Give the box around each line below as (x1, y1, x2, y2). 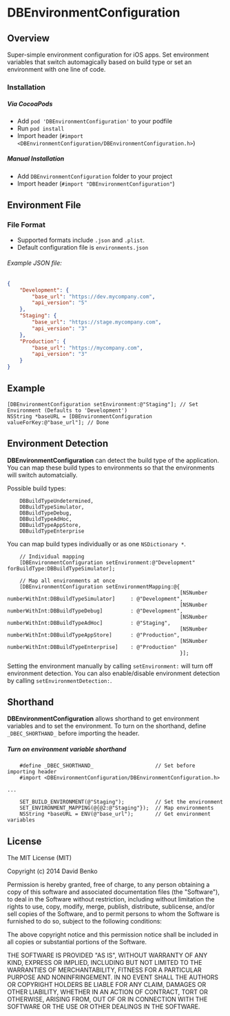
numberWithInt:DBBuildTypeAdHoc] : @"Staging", (7, 619, 171, 626)
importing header (7, 768, 57, 775)
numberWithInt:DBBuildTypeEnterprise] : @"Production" (7, 644, 177, 650)
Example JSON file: (7, 259, 62, 267)
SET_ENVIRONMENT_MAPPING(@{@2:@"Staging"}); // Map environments (19, 805, 214, 812)
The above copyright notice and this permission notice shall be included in (7, 930, 218, 939)
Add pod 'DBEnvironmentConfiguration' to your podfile (17, 117, 173, 125)
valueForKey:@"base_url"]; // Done (7, 419, 109, 426)
